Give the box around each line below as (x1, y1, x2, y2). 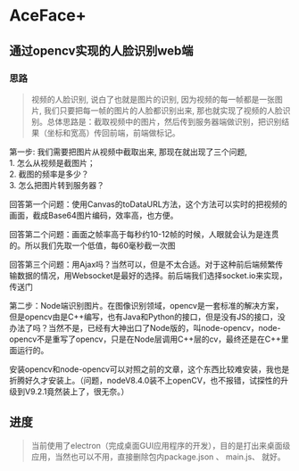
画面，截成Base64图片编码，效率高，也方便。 (9, 210, 179, 220)
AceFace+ (9, 5, 87, 26)
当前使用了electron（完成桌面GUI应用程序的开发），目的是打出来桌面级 (30, 440, 291, 450)
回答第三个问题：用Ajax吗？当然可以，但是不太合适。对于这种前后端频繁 (9, 259, 276, 269)
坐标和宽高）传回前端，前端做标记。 (46, 127, 180, 138)
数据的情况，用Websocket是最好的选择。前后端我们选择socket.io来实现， (16, 269, 287, 281)
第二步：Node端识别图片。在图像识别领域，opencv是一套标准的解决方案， (9, 300, 284, 310)
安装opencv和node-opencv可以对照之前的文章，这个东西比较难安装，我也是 (9, 363, 290, 375)
